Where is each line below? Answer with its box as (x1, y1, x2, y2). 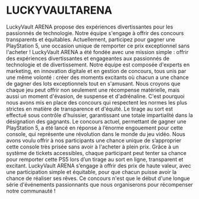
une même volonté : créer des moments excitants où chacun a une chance (6, 74, 189, 81)
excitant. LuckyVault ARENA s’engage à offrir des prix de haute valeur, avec (6, 162, 191, 169)
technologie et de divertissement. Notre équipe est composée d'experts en (6, 61, 190, 68)
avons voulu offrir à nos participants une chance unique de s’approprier (6, 137, 182, 144)
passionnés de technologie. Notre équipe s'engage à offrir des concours (6, 29, 184, 36)
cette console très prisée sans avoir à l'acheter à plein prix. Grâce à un (6, 143, 179, 150)
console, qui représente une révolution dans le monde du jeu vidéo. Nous (6, 130, 185, 137)
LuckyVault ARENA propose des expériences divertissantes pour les (6, 23, 173, 30)
